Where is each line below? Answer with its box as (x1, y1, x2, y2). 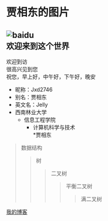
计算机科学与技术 (32, 124, 76, 130)
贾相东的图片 (6, 5, 70, 19)
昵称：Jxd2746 (14, 86, 53, 93)
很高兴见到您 (6, 66, 38, 72)
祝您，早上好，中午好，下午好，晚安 (6, 73, 96, 80)
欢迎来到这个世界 (6, 40, 70, 51)
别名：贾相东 (14, 94, 47, 100)
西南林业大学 (14, 109, 47, 115)
